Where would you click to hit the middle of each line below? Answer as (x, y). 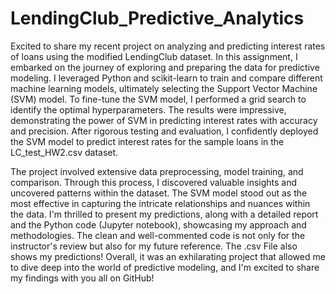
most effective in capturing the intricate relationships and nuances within (160, 203)
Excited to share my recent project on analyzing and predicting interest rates (168, 46)
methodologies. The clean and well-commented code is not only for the (158, 235)
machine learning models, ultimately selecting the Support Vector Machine (164, 88)
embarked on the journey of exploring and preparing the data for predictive (165, 67)
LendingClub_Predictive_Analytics (157, 18)
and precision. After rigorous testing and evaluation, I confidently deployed (164, 131)
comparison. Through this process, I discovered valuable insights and (154, 182)
